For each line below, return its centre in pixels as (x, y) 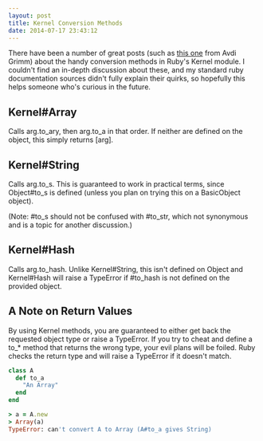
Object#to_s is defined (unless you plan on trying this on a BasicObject (124, 193)
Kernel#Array (43, 112)
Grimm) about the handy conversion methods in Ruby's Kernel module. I (127, 61)
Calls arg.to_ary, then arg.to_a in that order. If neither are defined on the (126, 132)
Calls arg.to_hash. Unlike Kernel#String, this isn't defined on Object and (126, 269)
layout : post (30, 16)
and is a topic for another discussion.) (71, 225)
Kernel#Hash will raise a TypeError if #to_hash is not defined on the (119, 278)
